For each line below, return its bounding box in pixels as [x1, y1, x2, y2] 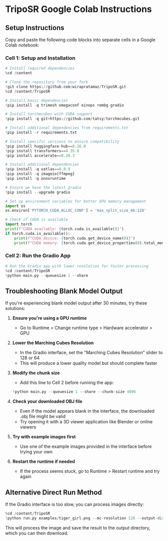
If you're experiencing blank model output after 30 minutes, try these [5, 300, 147, 306]
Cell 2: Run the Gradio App [5, 252, 71, 259]
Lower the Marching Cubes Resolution [12, 340, 94, 346]
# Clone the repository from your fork [5, 80, 88, 85]
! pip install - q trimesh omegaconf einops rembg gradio [5, 103, 124, 108]
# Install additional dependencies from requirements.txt [5, 125, 128, 131]
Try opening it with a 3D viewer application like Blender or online [19, 419, 153, 425]
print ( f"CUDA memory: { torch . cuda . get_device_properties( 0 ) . [14, 240, 144, 245]
